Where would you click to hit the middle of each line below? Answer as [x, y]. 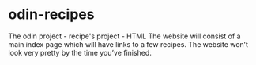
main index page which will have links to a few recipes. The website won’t [128, 44]
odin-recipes [51, 14]
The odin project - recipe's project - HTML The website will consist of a [124, 36]
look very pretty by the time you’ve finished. [80, 52]
